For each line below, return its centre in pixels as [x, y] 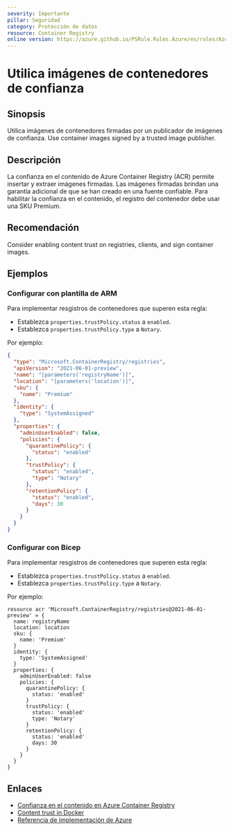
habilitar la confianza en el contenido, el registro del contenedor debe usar [114, 198]
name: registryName [42, 622]
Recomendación [43, 228]
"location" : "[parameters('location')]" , [74, 381]
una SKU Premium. [34, 206]
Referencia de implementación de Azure [75, 820]
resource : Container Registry [51, 33]
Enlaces [25, 788]
